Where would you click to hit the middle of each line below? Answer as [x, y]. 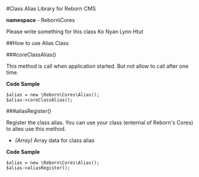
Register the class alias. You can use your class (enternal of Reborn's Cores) [100, 122]
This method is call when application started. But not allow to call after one [97, 66]
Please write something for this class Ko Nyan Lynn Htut [75, 31]
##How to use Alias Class [38, 43]
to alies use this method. [36, 129]
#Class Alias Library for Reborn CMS [51, 9]
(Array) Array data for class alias [55, 140]
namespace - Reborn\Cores [41, 20]
